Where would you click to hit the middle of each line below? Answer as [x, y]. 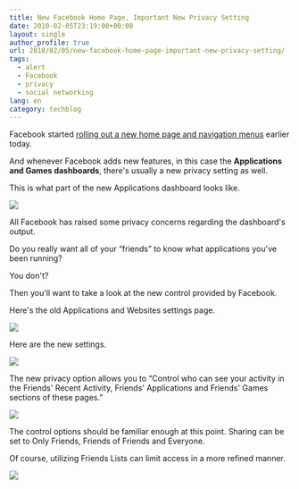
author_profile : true [50, 42]
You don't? [29, 276]
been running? [36, 258]
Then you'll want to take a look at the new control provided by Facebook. [143, 293]
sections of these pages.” [56, 398]
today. [21, 144]
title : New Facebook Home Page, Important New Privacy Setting [129, 17]
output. [22, 232]
